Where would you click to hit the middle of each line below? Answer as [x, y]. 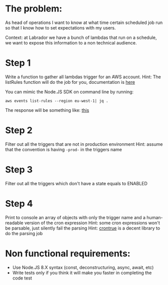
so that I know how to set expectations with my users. [60, 27]
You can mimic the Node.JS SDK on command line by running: [69, 92]
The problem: [34, 9]
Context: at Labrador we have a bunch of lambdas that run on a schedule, [81, 37]
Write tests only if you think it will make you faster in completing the [82, 273]
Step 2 [19, 131]
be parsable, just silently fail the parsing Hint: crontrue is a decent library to [83, 228]
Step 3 [19, 170]
